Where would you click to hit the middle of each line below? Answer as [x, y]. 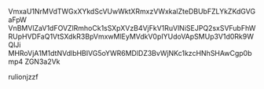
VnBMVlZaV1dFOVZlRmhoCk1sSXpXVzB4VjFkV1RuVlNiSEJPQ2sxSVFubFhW [132, 28]
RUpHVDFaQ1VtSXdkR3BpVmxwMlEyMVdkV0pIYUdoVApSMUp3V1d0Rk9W [131, 36]
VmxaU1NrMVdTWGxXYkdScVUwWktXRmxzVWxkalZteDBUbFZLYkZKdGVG [132, 11]
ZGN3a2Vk [42, 61]
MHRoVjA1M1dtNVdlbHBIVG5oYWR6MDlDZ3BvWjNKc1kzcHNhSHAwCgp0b [130, 53]
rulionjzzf [24, 77]
